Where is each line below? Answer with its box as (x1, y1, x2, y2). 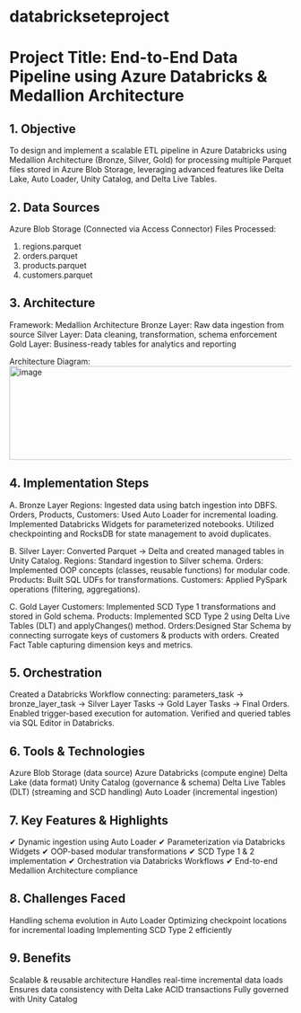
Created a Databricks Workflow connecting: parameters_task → (9, 689, 245, 700)
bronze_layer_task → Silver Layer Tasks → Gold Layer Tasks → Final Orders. (9, 699, 290, 709)
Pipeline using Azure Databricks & (9, 66, 268, 87)
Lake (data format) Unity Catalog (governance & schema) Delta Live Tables (9, 777, 287, 788)
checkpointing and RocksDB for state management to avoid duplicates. (9, 528, 271, 539)
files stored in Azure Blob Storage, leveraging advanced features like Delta (9, 164, 284, 175)
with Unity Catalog (9, 993, 78, 1004)
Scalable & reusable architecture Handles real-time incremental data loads (9, 974, 284, 985)
